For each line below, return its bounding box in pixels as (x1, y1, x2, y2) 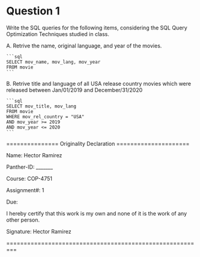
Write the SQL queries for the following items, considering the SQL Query (6, 24, 187, 31)
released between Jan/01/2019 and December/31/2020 (6, 86, 143, 94)
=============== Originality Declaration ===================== (6, 140, 190, 147)
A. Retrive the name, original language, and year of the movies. (6, 42, 162, 49)
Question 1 (6, 4, 60, 18)
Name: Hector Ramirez (6, 151, 62, 159)
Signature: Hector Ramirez (6, 228, 71, 235)
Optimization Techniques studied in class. (6, 30, 109, 37)
